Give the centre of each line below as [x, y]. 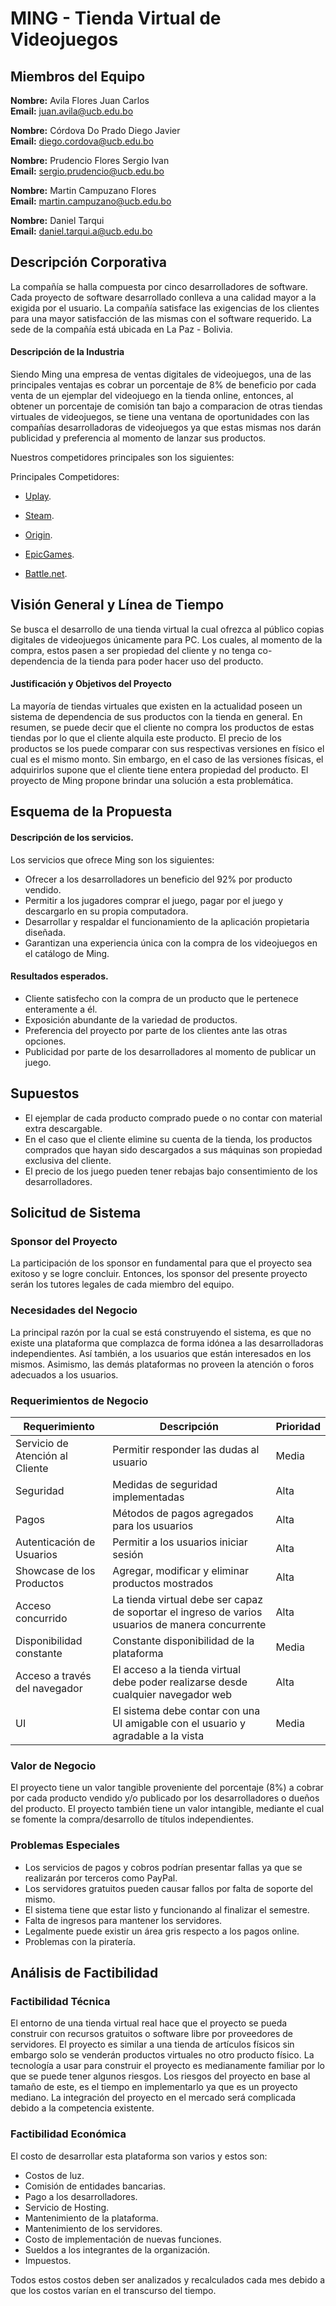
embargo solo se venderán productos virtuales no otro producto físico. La [162, 2055]
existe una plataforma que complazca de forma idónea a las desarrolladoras [167, 1343]
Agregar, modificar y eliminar [180, 1570]
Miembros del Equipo [78, 76]
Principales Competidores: [65, 477]
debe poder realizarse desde [180, 1682]
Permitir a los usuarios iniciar [180, 1542]
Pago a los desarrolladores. [81, 2196]
